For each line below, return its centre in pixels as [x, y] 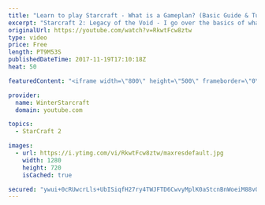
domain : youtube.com [49, 110]
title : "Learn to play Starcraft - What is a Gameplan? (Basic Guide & [128, 15]
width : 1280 [42, 160]
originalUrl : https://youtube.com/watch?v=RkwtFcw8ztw [100, 30]
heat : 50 [22, 67]
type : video [28, 37]
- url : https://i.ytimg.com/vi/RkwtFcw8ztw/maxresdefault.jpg [119, 153]
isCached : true [47, 175]
